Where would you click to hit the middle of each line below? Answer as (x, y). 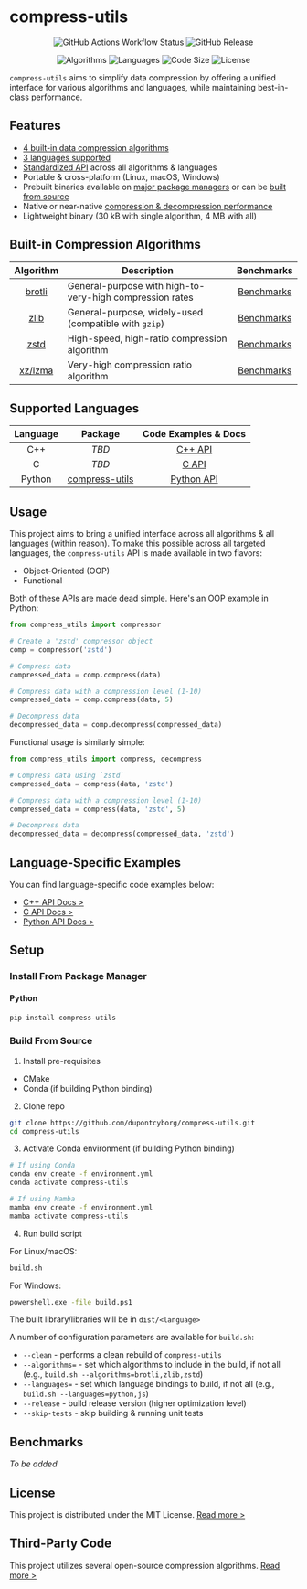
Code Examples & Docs (195, 434)
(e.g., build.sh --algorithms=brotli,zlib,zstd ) (113, 1374)
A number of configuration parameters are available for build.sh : (132, 1338)
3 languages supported (67, 157)
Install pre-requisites (61, 1061)
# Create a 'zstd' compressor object (81, 642)
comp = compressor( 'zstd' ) (61, 650)
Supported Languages (74, 408)
